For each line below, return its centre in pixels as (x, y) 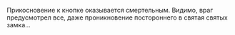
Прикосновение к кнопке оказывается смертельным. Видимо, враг (110, 10)
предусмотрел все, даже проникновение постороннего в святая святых (117, 17)
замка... (19, 25)
